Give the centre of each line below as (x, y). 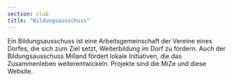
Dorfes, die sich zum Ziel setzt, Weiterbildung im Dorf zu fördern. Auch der (116, 48)
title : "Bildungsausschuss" (49, 21)
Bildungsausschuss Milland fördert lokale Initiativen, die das (95, 56)
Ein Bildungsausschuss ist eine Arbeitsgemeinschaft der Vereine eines (110, 40)
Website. (20, 71)
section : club (28, 14)
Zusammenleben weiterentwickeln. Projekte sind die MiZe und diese (107, 63)
